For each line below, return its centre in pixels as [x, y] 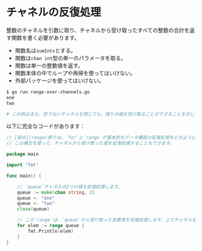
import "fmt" [23, 165]
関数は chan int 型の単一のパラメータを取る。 [70, 58]
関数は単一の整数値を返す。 [49, 65]
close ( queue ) [33, 209]
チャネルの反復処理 [54, 12]
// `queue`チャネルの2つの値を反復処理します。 [70, 187]
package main [23, 154]
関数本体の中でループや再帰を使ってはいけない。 [75, 73]
